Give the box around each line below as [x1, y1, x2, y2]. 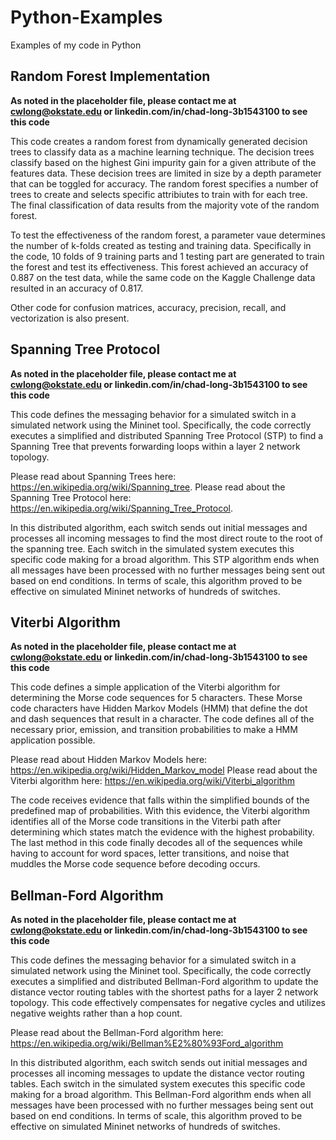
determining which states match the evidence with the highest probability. [10, 826, 315, 838]
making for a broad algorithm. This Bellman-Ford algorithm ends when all [10, 1089, 312, 1101]
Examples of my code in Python [10, 39, 142, 51]
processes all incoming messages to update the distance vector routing [10, 1067, 305, 1080]
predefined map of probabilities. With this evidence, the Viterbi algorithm [10, 805, 310, 817]
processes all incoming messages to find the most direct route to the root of [10, 532, 323, 544]
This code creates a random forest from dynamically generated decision [10, 135, 308, 147]
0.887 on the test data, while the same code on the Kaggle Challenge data [10, 271, 316, 283]
